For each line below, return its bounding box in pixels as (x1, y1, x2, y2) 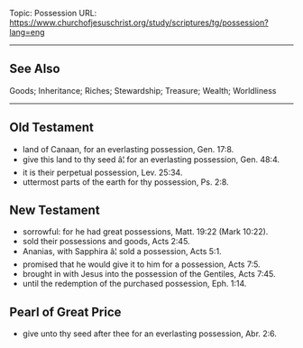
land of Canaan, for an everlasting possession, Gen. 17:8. (22, 143, 234, 154)
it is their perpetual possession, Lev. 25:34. (22, 167, 183, 178)
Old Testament (9, 120, 95, 135)
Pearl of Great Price (9, 304, 122, 319)
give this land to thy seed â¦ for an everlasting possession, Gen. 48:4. (22, 153, 280, 165)
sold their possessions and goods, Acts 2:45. (22, 236, 191, 247)
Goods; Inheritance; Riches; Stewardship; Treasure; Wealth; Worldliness (9, 85, 277, 96)
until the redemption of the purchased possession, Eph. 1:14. (22, 279, 247, 289)
